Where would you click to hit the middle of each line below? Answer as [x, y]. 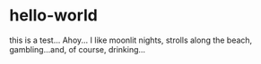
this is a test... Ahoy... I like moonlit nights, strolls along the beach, [131, 40]
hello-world [54, 16]
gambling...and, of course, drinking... [78, 49]
